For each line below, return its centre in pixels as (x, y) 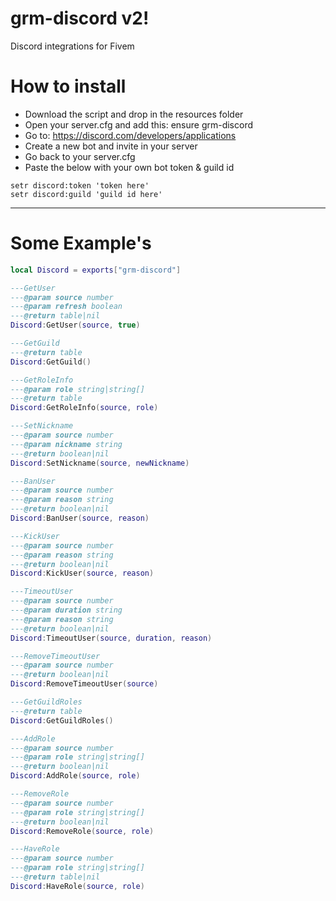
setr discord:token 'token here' (80, 185)
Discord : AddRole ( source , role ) (75, 776)
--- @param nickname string (66, 444)
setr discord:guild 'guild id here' (86, 194)
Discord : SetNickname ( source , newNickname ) (100, 463)
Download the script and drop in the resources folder (134, 114)
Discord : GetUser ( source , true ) (75, 325)
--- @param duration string (66, 610)
